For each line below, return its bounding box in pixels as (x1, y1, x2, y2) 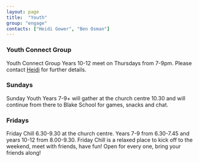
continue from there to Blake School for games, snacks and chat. (6, 101, 169, 108)
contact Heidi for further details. (6, 66, 87, 73)
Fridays (6, 116, 29, 125)
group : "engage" (6, 20, 47, 26)
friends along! (6, 149, 41, 157)
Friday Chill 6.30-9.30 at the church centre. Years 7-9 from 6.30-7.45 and (6, 130, 190, 137)
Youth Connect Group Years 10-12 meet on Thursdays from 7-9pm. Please (6, 59, 192, 66)
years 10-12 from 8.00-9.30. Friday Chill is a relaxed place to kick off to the (6, 137, 193, 144)
